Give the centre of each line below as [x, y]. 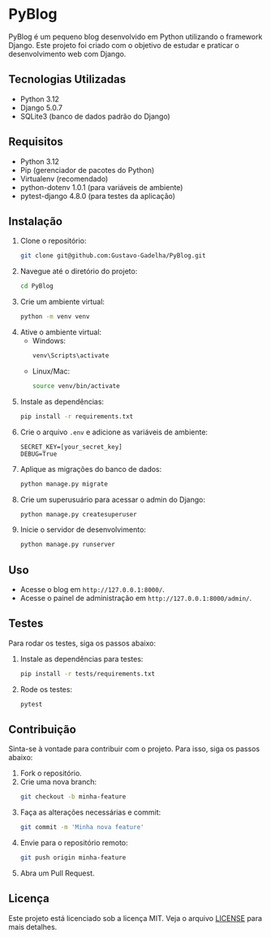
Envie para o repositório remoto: [74, 843]
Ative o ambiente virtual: [61, 332]
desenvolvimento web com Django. [67, 54]
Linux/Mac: [51, 371]
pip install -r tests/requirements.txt [88, 674]
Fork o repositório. [51, 773]
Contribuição [43, 730]
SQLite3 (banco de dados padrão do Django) [95, 116]
